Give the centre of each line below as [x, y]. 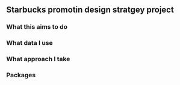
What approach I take [38, 59]
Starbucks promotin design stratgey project [90, 10]
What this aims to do [37, 27]
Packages [21, 75]
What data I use [29, 43]
